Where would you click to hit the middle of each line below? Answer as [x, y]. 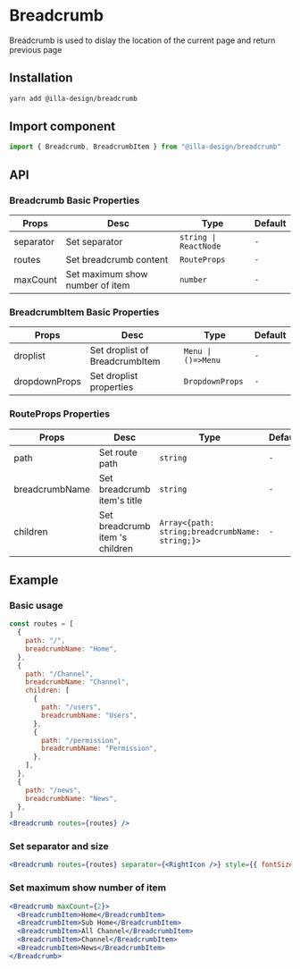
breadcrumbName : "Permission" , [100, 749]
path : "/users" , [71, 707]
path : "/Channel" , [59, 674]
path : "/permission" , [82, 740]
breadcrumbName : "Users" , [90, 715]
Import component [62, 126]
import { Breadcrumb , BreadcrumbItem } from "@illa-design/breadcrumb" [145, 147]
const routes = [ [42, 624]
